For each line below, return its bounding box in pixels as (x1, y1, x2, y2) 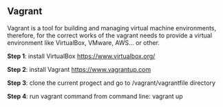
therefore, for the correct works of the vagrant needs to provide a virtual (7, 31, 212, 39)
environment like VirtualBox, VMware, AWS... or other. (7, 38, 160, 47)
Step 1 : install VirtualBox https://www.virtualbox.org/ (7, 52, 156, 60)
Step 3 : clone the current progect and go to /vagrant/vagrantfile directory (7, 79, 215, 87)
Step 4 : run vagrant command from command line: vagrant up (7, 92, 184, 100)
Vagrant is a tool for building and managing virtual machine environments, (7, 23, 217, 32)
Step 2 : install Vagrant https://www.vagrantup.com (7, 65, 151, 73)
